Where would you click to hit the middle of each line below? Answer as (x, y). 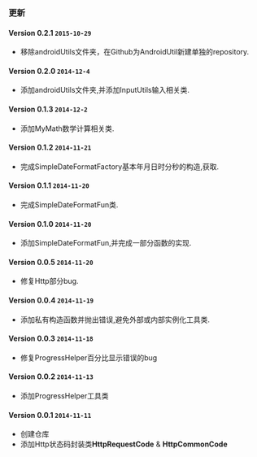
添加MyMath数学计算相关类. (67, 128)
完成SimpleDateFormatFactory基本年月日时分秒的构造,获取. (120, 166)
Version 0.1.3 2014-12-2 (48, 109)
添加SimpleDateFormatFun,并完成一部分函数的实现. (106, 243)
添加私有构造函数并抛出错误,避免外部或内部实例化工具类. (115, 320)
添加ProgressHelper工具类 (64, 395)
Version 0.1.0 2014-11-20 (50, 224)
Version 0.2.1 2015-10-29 (50, 33)
